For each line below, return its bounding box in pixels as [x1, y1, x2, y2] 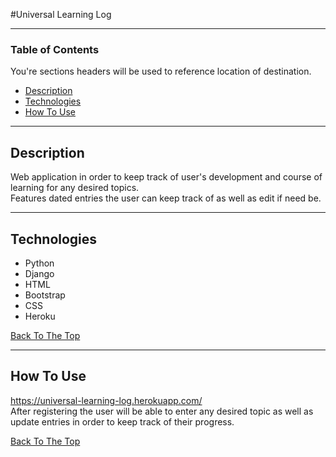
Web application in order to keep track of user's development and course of [10, 171, 323, 183]
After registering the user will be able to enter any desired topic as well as [10, 405, 314, 417]
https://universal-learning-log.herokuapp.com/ [10, 394, 203, 406]
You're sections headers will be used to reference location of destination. [10, 65, 312, 78]
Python [24, 257, 55, 269]
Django [24, 267, 55, 279]
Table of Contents [10, 42, 100, 56]
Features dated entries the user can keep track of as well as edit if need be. [10, 192, 322, 204]
